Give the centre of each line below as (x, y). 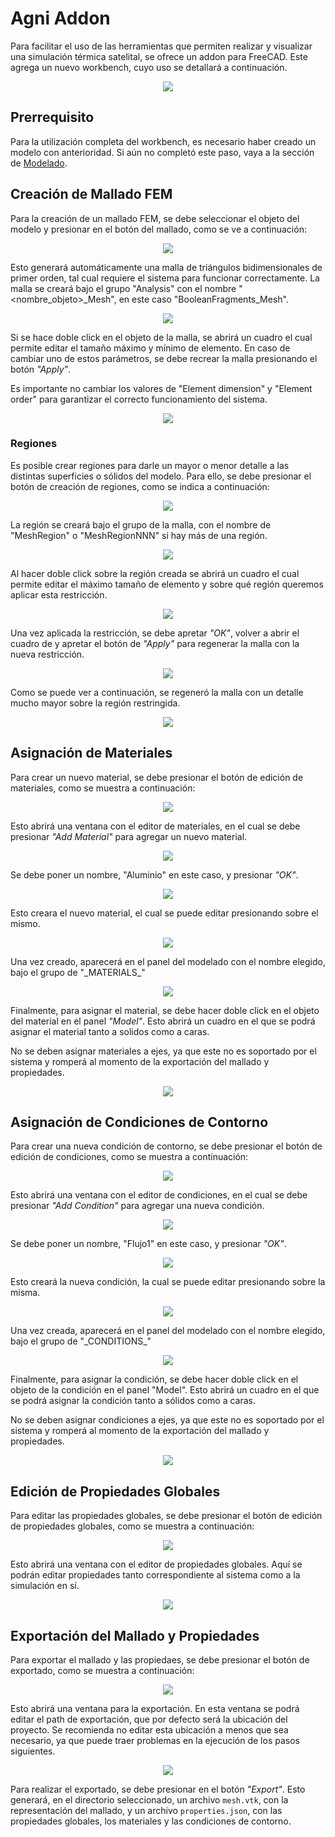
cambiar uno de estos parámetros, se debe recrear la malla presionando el (164, 358)
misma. (25, 1293)
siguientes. (33, 1751)
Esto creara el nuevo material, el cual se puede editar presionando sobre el (164, 913)
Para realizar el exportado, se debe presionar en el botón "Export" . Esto (158, 1789)
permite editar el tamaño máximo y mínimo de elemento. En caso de (150, 348)
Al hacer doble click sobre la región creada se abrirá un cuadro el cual (155, 573)
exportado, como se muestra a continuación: (102, 1671)
